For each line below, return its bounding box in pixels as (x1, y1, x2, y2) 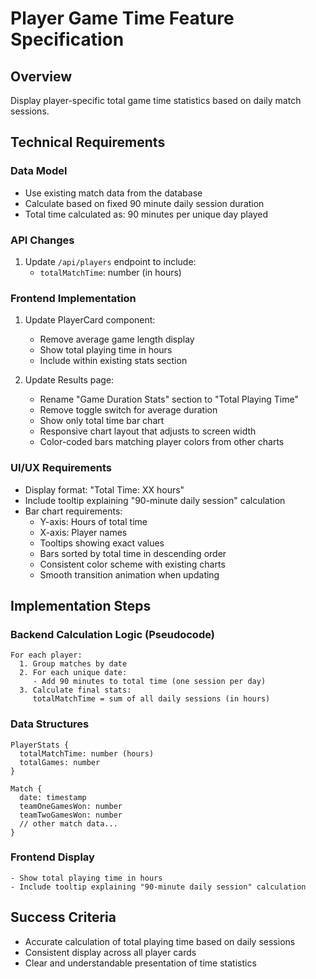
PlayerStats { (10, 740, 70, 750)
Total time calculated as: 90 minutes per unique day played (24, 208, 268, 220)
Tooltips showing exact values (39, 537, 165, 549)
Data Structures (10, 717, 90, 731)
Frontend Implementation (10, 291, 137, 305)
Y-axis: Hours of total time (39, 515, 148, 527)
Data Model (10, 164, 68, 178)
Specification (10, 28, 125, 51)
